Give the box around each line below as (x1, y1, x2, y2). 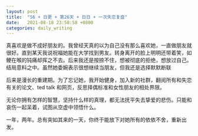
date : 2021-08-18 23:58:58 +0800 (6, 19, 94, 25)
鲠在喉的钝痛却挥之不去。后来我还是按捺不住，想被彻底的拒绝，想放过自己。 (6, 57, 192, 64)
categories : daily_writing (6, 25, 72, 31)
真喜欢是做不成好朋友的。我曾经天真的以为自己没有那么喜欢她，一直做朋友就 (6, 42, 192, 49)
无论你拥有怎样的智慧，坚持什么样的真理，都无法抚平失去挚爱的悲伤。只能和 (6, 97, 192, 104)
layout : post (6, 8, 38, 15)
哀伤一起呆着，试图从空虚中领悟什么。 (6, 104, 99, 111)
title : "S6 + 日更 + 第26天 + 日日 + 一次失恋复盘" (6, 14, 128, 20)
